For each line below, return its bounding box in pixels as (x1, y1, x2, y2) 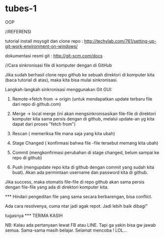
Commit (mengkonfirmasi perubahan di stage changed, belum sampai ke (12, 149, 160, 155)
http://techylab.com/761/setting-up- (84, 38, 157, 44)
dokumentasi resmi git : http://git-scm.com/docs (5, 52, 103, 59)
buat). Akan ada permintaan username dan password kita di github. (12, 169, 148, 175)
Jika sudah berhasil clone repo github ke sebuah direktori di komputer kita (5, 71, 155, 77)
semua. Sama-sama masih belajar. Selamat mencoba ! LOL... (5, 227, 127, 233)
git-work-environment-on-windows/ (5, 43, 78, 49)
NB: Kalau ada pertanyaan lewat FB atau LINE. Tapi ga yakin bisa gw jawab (5, 222, 156, 228)
